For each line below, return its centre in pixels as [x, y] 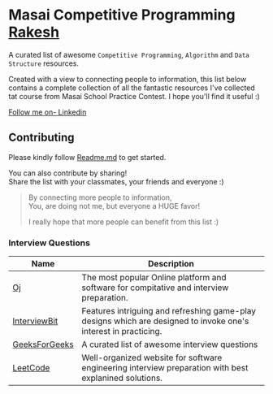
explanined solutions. [122, 378]
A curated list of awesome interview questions [170, 344]
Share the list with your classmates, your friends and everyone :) [117, 181]
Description [171, 264]
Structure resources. [44, 63]
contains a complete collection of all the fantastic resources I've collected [132, 88]
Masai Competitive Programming [122, 15]
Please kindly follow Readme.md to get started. [87, 157]
